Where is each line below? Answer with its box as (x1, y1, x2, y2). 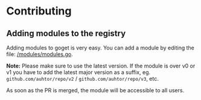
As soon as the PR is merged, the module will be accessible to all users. (6, 87, 185, 94)
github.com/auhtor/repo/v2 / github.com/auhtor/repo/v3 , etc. (6, 75, 159, 82)
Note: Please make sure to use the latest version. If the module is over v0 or (6, 62, 196, 69)
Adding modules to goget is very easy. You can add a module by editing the (6, 44, 194, 51)
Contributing (6, 4, 72, 18)
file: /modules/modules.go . (6, 51, 74, 58)
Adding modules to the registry (6, 28, 126, 39)
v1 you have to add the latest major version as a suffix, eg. (6, 69, 151, 76)
